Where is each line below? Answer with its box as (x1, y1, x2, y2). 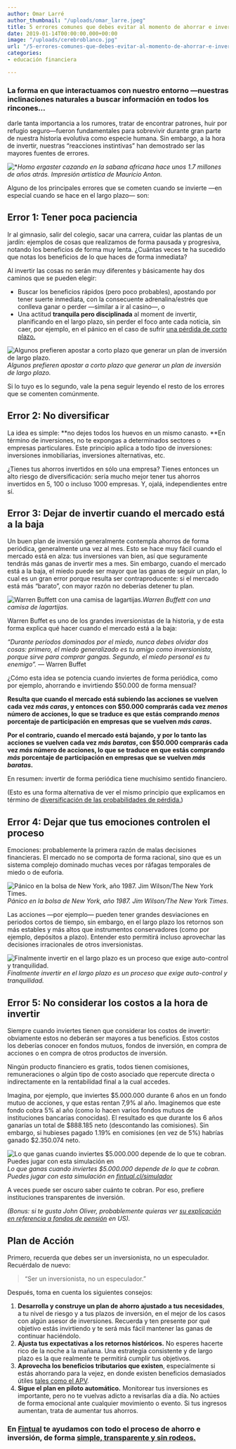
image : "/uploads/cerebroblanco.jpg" (7, 37, 118, 44)
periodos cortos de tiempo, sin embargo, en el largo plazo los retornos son (7, 918, 223, 926)
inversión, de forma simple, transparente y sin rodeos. (7, 1433, 197, 1443)
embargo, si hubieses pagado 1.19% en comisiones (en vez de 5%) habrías (7, 1129, 224, 1137)
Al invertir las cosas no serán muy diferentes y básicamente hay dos (7, 266, 205, 274)
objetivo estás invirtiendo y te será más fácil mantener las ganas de (17, 1324, 213, 1332)
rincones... (7, 103, 46, 113)
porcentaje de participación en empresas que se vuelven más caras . (7, 717, 212, 726)
